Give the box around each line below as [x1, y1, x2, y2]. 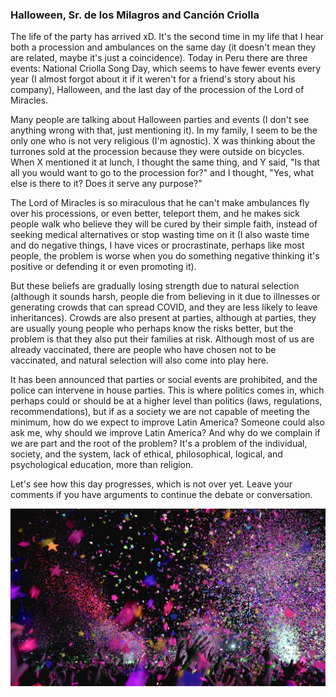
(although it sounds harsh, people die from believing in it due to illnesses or [10, 291, 321, 303]
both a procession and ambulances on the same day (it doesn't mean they [10, 41, 317, 53]
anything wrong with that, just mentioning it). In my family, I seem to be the [10, 124, 318, 137]
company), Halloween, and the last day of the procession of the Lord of [10, 84, 305, 96]
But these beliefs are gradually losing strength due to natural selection [10, 280, 300, 292]
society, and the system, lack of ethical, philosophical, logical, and [10, 448, 283, 460]
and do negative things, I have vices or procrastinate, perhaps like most [10, 239, 305, 252]
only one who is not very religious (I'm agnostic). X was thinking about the [10, 135, 316, 147]
